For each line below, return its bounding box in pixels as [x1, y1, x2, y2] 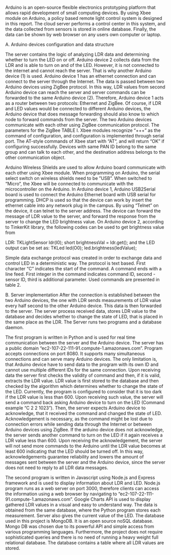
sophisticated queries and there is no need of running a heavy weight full [5, 534, 159, 540]
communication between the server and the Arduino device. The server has [5, 340, 164, 345]
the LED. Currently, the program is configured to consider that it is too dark [5, 388, 162, 395]
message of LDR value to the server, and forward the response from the [5, 213, 156, 219]
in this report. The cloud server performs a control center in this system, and [5, 20, 166, 27]
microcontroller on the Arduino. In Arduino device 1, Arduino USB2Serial [5, 186, 156, 192]
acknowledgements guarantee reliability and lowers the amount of [5, 454, 144, 459]
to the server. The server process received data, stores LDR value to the [5, 308, 157, 314]
